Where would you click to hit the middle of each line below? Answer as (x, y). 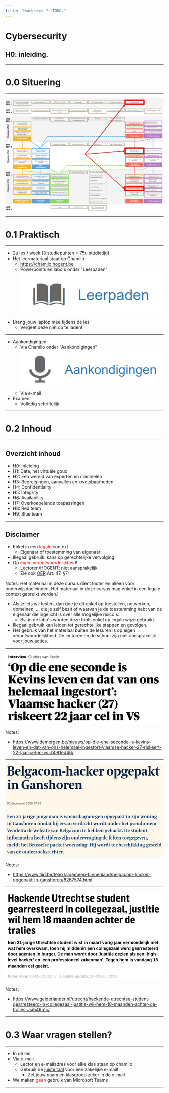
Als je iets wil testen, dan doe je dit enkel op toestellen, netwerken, (81, 603)
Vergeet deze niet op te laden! (51, 327)
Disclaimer (22, 534)
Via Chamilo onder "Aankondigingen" (58, 347)
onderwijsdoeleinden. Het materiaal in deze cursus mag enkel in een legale (83, 588)
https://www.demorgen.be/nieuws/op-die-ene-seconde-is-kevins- (82, 742)
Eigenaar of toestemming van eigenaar (60, 552)
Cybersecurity (36, 36)
